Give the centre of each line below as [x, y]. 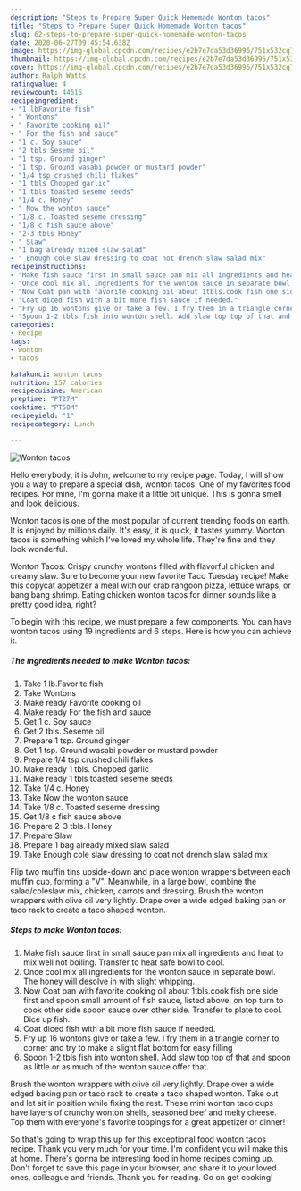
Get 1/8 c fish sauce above [72, 816]
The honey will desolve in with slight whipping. [109, 981]
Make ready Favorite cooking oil [82, 702]
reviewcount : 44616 [46, 92]
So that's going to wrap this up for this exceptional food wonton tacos [138, 1139]
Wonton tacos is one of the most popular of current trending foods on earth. [150, 520]
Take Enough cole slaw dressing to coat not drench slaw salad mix [146, 854]
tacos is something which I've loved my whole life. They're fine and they [143, 539]
